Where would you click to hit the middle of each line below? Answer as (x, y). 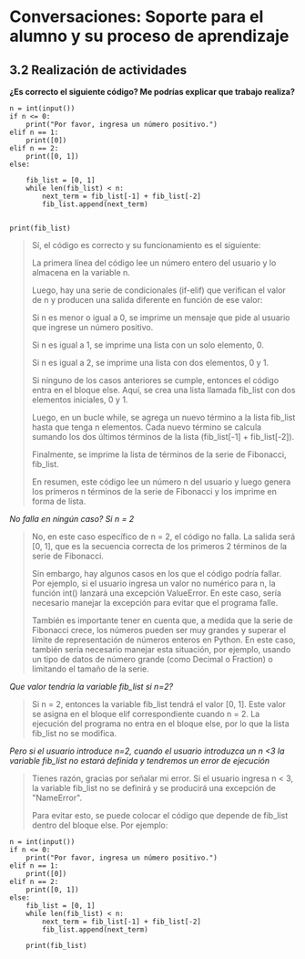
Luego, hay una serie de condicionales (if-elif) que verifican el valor (159, 290)
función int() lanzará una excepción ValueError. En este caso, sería (157, 593)
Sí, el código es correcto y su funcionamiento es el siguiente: (146, 245)
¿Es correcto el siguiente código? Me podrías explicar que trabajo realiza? (152, 92)
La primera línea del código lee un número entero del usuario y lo (154, 263)
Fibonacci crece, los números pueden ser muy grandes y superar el (159, 630)
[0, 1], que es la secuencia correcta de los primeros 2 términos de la (159, 546)
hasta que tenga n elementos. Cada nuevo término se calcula (147, 427)
